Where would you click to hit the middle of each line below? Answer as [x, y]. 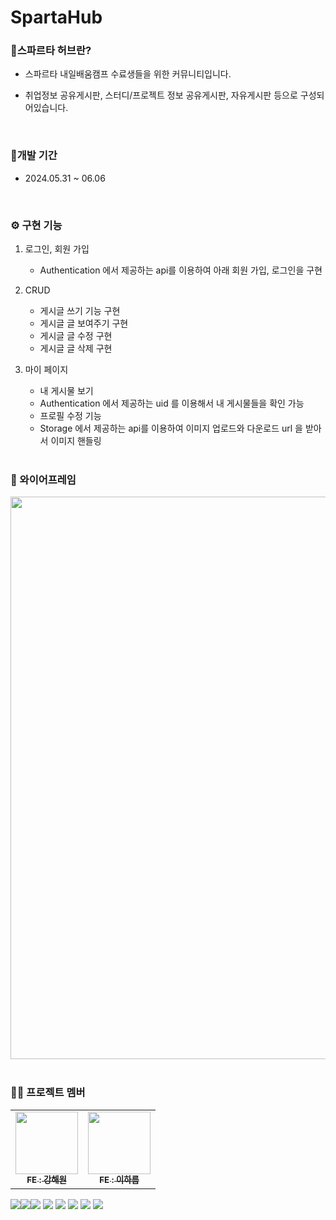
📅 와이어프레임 [43, 479]
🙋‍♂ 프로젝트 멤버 [48, 1093]
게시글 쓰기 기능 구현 [80, 311]
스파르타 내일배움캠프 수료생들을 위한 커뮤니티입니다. [128, 74]
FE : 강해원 [46, 1180]
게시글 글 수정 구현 [76, 336]
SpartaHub [56, 17]
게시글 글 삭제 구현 [76, 348]
